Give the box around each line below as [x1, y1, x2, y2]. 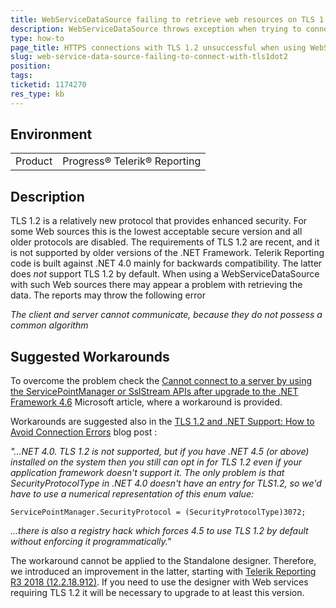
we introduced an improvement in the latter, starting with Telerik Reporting [10, 566, 317, 578]
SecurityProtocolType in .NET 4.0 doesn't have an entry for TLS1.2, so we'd [10, 477, 322, 490]
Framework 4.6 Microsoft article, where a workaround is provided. [10, 396, 283, 408]
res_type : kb [10, 89, 65, 99]
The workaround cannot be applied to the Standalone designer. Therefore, [10, 555, 317, 567]
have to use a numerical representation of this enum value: [10, 488, 254, 500]
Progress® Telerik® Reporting [62, 154, 202, 168]
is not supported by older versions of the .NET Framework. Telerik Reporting [10, 247, 325, 259]
